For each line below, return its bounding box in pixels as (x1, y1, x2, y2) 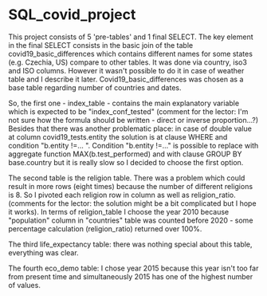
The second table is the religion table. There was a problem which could (8, 173, 245, 183)
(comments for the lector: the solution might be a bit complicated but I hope (8, 198, 257, 208)
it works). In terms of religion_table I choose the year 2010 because (8, 207, 230, 216)
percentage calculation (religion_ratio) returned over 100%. (8, 223, 202, 233)
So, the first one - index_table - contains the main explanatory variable (8, 98, 240, 108)
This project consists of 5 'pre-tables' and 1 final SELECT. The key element (8, 32, 253, 41)
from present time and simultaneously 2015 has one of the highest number (8, 271, 253, 281)
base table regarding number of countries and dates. (8, 82, 182, 93)
